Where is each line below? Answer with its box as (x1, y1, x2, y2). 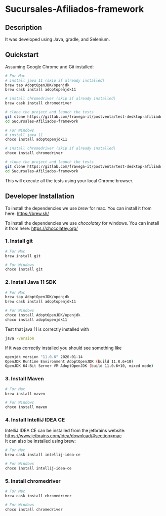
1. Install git (5, 238, 33, 245)
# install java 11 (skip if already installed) (5, 78, 105, 83)
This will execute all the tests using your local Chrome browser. (5, 177, 133, 184)
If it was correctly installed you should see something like (5, 345, 122, 351)
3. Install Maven (5, 375, 44, 382)
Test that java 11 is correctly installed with (5, 326, 89, 332)
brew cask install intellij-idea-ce (5, 452, 81, 458)
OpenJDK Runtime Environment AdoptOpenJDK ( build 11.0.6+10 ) (5, 359, 134, 364)
